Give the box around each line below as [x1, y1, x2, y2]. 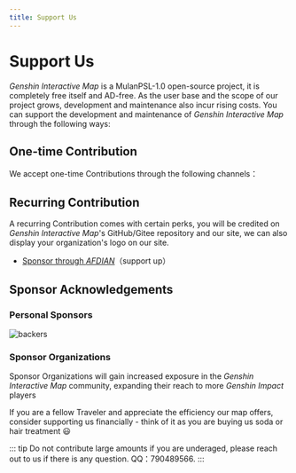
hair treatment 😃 [9, 426, 71, 437]
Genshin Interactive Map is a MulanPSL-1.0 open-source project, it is [9, 81, 260, 91]
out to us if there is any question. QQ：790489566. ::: [9, 453, 206, 464]
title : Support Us [9, 12, 77, 22]
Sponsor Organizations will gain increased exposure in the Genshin [9, 371, 254, 382]
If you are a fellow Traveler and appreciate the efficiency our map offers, [9, 407, 274, 418]
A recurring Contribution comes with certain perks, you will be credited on [9, 218, 281, 229]
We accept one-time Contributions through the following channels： [9, 169, 259, 179]
